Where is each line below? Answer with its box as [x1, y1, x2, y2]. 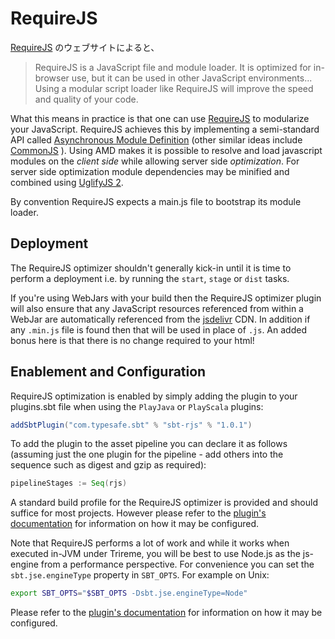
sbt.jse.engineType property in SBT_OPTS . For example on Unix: [10, 569, 270, 581]
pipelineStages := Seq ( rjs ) [10, 478, 128, 489]
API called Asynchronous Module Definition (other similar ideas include [10, 133, 303, 146]
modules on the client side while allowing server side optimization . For [10, 155, 300, 167]
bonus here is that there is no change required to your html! [10, 334, 255, 346]
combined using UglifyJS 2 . [10, 176, 124, 188]
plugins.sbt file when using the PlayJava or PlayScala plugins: [10, 400, 264, 412]
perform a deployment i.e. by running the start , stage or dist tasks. [10, 272, 290, 284]
